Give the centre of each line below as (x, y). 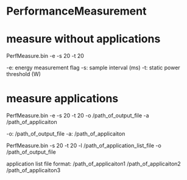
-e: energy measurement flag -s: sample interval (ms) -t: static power (94, 67)
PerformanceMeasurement (76, 11)
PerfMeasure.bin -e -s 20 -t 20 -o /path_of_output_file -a (78, 116)
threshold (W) (24, 74)
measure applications (62, 99)
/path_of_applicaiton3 (34, 170)
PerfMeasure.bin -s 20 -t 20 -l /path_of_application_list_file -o (84, 146)
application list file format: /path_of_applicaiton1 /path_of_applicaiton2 (94, 164)
